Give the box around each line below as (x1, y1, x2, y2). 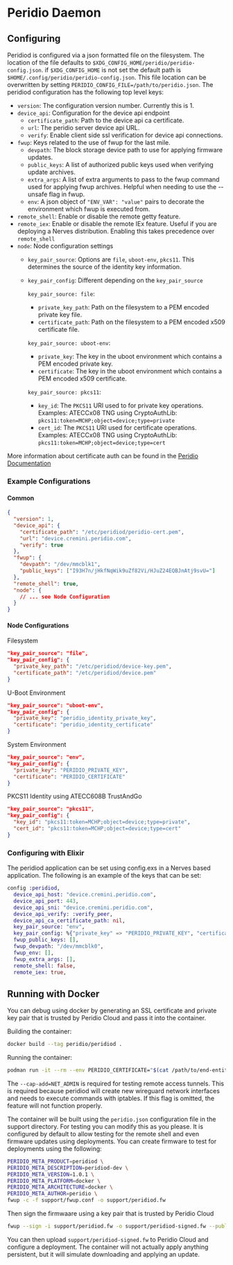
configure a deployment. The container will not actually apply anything (7, 1243, 209, 1251)
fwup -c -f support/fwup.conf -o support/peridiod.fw (7, 1197, 166, 1204)
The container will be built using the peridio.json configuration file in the (7, 1115, 216, 1123)
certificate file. (37, 325, 80, 333)
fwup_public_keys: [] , (13, 937, 79, 944)
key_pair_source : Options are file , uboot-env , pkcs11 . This (27, 255, 195, 264)
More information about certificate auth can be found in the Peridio (7, 452, 199, 460)
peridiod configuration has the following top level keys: (7, 88, 164, 96)
